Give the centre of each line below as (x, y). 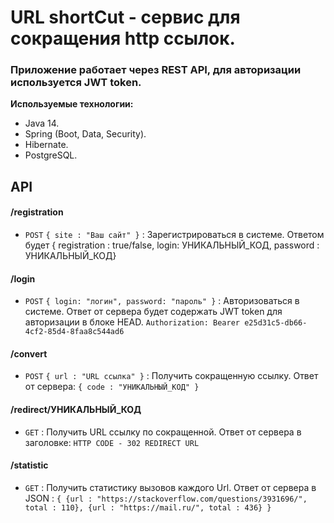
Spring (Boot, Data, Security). (85, 134)
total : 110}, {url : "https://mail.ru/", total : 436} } (148, 507)
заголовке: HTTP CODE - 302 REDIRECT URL (112, 442)
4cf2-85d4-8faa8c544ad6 (74, 332)
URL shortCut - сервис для (125, 17)
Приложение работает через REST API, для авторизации (156, 70)
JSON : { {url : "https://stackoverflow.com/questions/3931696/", (166, 498)
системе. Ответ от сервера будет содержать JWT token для (153, 312)
